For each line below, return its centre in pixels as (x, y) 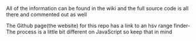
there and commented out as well (46, 14)
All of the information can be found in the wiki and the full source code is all (97, 8)
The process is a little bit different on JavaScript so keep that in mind (89, 32)
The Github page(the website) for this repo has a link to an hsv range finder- (98, 26)
